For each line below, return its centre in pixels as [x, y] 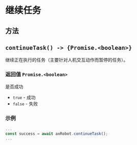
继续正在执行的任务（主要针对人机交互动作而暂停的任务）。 [67, 60]
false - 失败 [25, 104]
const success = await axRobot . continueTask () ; [57, 134]
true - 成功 [24, 97]
